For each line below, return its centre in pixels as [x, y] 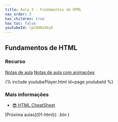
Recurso [15, 62]
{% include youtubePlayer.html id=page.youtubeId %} [59, 82]
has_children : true [25, 19]
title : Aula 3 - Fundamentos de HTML [43, 10]
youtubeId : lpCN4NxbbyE [29, 28]
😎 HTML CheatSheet [33, 105]
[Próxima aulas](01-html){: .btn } [37, 115]
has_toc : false [20, 23]
